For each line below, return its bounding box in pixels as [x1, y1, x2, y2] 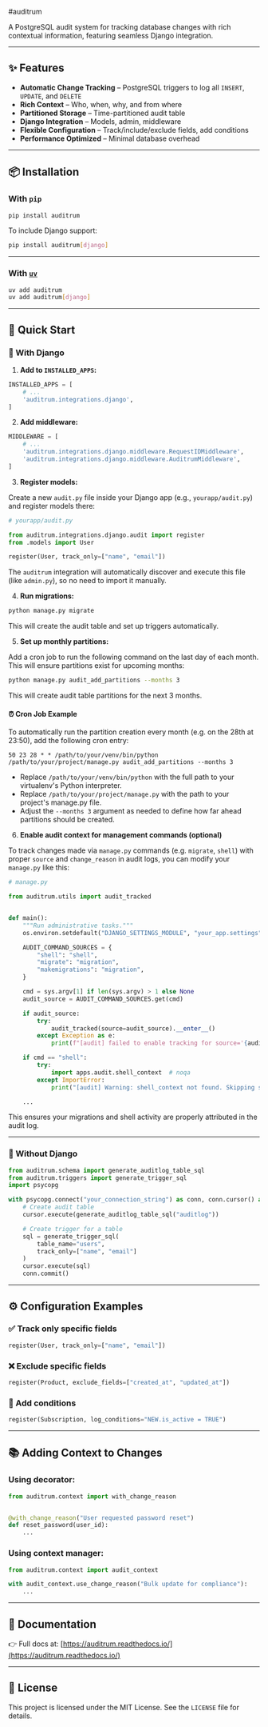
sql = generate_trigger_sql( [22, 1232, 120, 1241]
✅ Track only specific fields [8, 1323, 117, 1334]
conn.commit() [22, 1269, 69, 1278]
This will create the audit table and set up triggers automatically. [8, 622, 219, 631]
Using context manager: [8, 1548, 104, 1559]
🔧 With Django [8, 347, 65, 358]
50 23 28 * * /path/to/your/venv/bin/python [8, 751, 159, 759]
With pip [8, 194, 42, 205]
